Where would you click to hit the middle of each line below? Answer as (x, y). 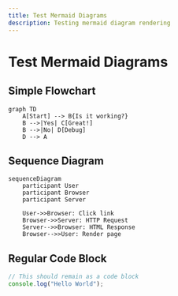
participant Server (54, 200)
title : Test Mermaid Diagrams (58, 15)
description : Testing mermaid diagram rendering (89, 23)
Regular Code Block (57, 259)
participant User (51, 186)
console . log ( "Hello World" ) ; (56, 284)
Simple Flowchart (52, 91)
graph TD (22, 109)
